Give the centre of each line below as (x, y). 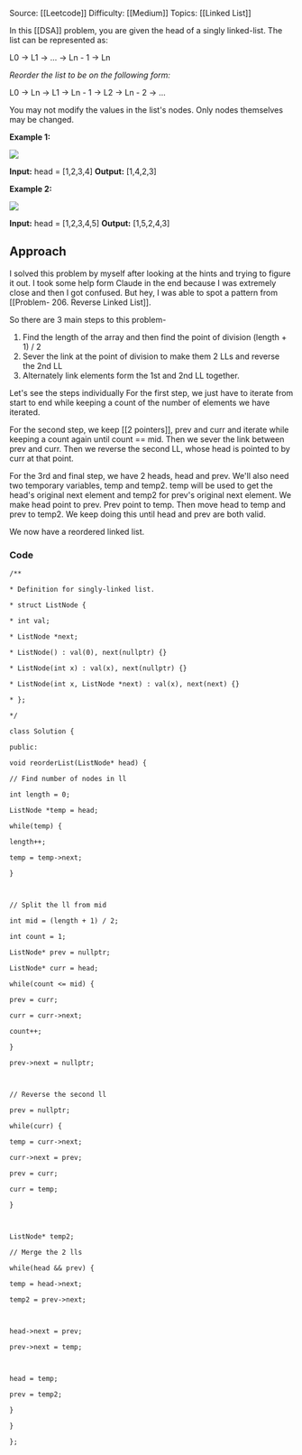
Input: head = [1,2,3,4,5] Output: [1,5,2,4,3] (90, 223)
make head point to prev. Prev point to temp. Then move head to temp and (147, 504)
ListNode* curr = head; (54, 969)
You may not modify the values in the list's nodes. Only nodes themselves (146, 110)
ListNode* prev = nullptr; (60, 953)
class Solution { (42, 732)
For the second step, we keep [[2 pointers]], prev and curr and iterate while (149, 429)
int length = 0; (40, 795)
